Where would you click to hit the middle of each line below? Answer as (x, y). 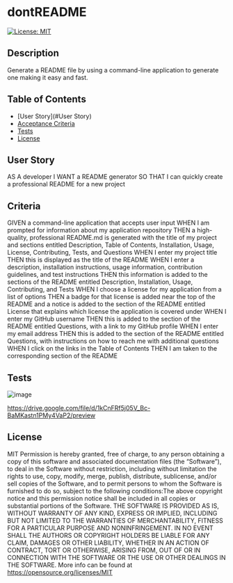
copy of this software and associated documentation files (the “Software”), (114, 461)
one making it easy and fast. (48, 77)
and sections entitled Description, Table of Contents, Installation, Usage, (111, 245)
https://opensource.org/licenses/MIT (60, 572)
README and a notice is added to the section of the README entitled (106, 304)
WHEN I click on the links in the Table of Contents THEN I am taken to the (112, 349)
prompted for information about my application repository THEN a (102, 230)
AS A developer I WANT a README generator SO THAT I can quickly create (115, 177)
